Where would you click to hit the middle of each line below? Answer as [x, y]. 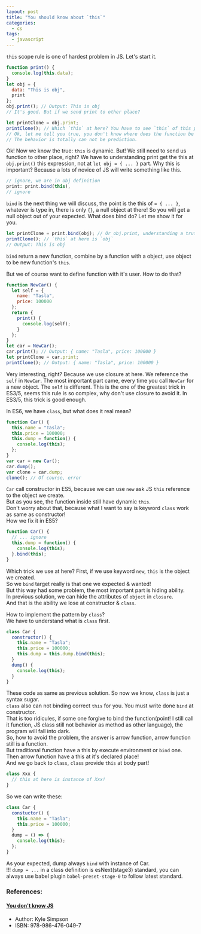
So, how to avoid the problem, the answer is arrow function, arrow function [99, 738]
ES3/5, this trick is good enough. [46, 399]
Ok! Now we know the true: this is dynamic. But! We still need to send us [96, 151]
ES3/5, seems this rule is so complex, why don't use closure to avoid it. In [97, 393]
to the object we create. [35, 495]
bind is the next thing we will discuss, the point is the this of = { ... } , [93, 203]
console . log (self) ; [46, 323]
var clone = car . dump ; [34, 472]
